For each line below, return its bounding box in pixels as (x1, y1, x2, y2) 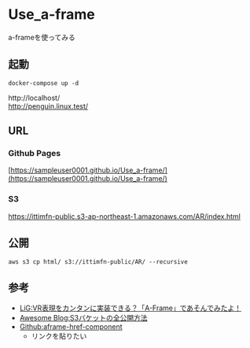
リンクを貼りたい (31, 331, 87, 341)
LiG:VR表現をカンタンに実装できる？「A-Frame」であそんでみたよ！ (19, 303, 242, 313)
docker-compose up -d (8, 79, 79, 87)
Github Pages (8, 148, 61, 159)
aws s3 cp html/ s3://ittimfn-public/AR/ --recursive (8, 257, 189, 265)
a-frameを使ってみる (8, 32, 76, 42)
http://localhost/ (8, 93, 61, 102)
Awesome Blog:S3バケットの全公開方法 (19, 313, 148, 323)
